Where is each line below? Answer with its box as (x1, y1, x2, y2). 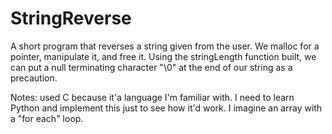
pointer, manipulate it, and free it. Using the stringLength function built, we (10, 50, 317, 62)
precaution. (10, 72, 58, 84)
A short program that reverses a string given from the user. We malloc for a (10, 40, 320, 52)
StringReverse (10, 7, 132, 30)
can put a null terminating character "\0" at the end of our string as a (10, 61, 293, 73)
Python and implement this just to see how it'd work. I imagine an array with (10, 102, 323, 114)
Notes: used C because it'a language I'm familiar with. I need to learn (10, 91, 295, 103)
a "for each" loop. (10, 112, 84, 124)
